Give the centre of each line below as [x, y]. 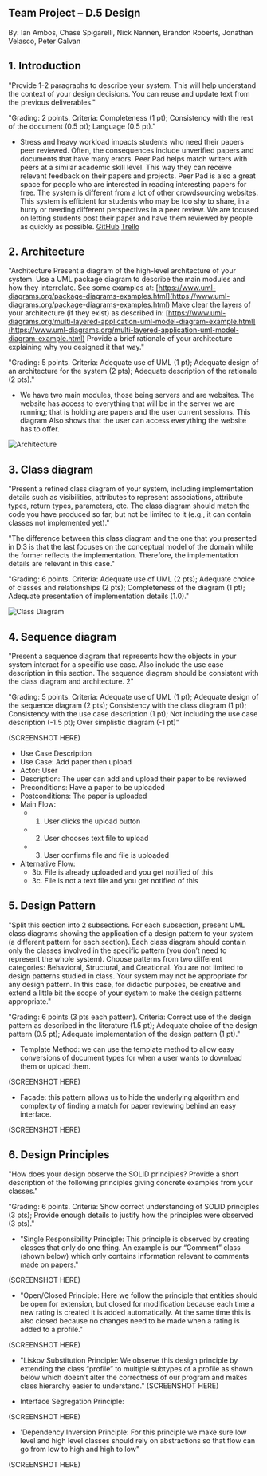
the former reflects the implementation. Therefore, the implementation [124, 555]
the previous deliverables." [52, 102]
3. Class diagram [51, 469]
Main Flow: [38, 804]
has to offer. [39, 429]
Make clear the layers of [211, 305]
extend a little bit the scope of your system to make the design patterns [126, 993]
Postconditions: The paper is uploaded [83, 796]
